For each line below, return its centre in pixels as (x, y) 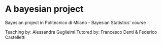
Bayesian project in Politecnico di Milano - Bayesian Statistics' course (76, 22)
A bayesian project (44, 9)
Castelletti (15, 37)
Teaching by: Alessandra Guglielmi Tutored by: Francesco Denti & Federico (81, 32)
